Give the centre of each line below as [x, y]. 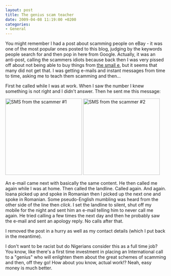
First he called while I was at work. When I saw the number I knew [75, 86]
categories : [18, 24]
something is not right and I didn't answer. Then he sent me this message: [83, 91]
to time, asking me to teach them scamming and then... [63, 76]
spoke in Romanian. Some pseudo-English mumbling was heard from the [82, 199]
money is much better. [29, 268]
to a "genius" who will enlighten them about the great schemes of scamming [86, 257]
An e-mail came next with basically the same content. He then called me [81, 183]
